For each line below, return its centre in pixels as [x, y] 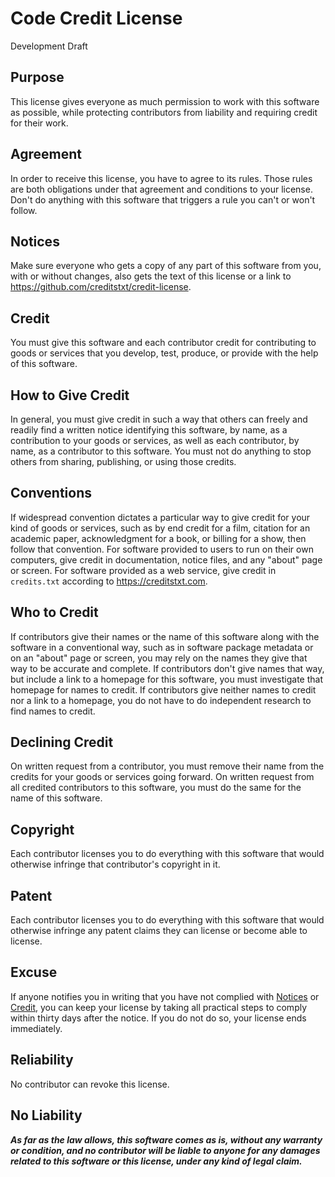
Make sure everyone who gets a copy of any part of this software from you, [166, 266]
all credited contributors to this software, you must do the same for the [156, 788]
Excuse [34, 972]
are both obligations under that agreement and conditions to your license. [161, 189]
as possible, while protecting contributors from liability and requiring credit [164, 112]
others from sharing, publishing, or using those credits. [123, 461]
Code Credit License [96, 18]
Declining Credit [62, 742]
